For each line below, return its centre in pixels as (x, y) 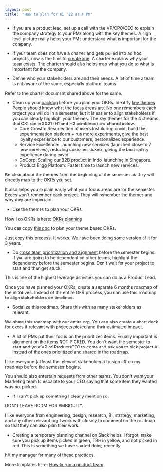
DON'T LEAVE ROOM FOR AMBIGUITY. (44, 405)
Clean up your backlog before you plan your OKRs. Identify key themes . (84, 102)
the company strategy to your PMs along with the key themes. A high (81, 33)
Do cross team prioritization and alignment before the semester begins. (84, 252)
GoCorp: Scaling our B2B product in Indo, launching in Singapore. (85, 160)
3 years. (13, 243)
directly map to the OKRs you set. (39, 180)
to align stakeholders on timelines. (40, 298)
